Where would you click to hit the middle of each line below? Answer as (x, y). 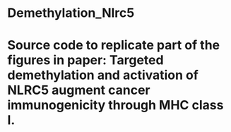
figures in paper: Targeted (85, 60)
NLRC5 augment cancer (79, 90)
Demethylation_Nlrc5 (71, 13)
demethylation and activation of (103, 75)
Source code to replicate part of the (114, 46)
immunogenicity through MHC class (115, 106)
